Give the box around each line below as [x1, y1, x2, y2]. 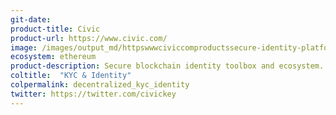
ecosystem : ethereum [10, 52, 97, 62]
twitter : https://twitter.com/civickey [10, 89, 177, 99]
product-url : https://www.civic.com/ [10, 33, 168, 43]
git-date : [10, 14, 52, 25]
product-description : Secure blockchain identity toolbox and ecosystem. [10, 61, 325, 71]
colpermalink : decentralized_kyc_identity [10, 80, 190, 90]
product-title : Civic [10, 24, 101, 34]
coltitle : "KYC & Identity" [10, 71, 132, 81]
